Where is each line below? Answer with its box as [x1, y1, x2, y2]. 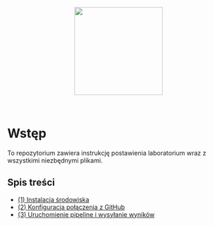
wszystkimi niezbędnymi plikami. [7, 156, 103, 165]
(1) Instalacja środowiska [17, 195, 90, 203]
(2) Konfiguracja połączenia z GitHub [17, 203, 126, 211]
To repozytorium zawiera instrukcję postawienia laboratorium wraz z [7, 149, 207, 157]
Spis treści [7, 177, 55, 189]
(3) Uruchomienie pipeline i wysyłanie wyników [17, 210, 155, 218]
